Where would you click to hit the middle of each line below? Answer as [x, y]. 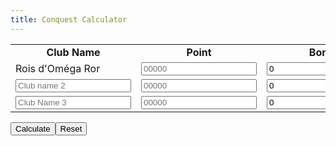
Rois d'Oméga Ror [58, 69]
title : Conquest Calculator [69, 19]
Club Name [73, 52]
